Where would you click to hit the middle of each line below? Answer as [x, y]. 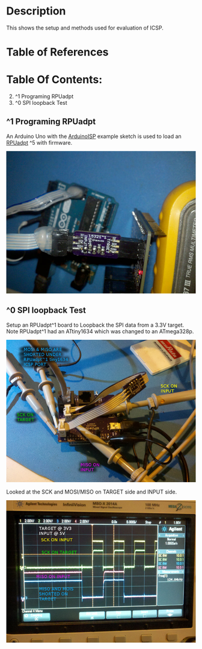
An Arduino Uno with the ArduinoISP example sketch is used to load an [94, 136]
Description [36, 11]
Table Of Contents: [54, 80]
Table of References [58, 52]
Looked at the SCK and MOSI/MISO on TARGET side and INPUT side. [92, 492]
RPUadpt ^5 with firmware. [39, 142]
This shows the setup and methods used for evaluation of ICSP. [85, 28]
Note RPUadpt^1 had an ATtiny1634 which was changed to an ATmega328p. [100, 331]
